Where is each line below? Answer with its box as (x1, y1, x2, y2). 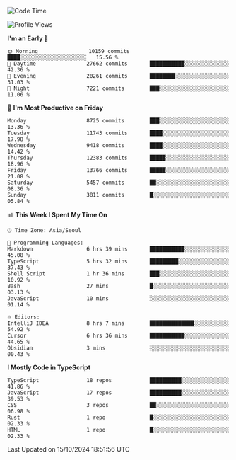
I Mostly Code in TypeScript (7, 363, 90, 372)
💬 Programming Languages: (7, 239, 83, 246)
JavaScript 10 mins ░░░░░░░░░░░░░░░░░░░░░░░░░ (7, 295, 230, 302)
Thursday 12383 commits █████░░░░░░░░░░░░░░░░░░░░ (7, 154, 230, 161)
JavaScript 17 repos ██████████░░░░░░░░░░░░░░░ (7, 389, 230, 396)
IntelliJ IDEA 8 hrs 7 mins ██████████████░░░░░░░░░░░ (7, 320, 230, 327)
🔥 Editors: (7, 314, 40, 321)
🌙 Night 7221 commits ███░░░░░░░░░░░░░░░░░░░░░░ (7, 85, 230, 92)
